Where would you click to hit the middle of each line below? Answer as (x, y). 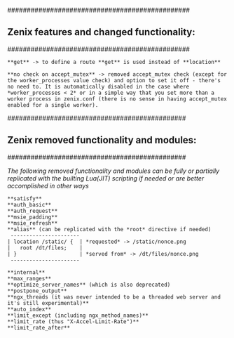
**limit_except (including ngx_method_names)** (78, 316)
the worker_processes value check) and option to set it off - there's (114, 80)
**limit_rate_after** (39, 327)
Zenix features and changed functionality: (101, 32)
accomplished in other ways (48, 186)
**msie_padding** (33, 217)
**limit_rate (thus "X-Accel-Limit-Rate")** (73, 321)
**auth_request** (33, 211)
